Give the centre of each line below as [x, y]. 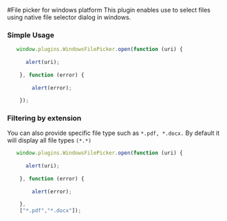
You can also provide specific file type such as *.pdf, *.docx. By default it [113, 133]
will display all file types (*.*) [49, 140]
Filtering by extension [44, 118]
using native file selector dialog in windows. [69, 17]
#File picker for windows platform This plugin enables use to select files [109, 10]
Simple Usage [31, 35]
